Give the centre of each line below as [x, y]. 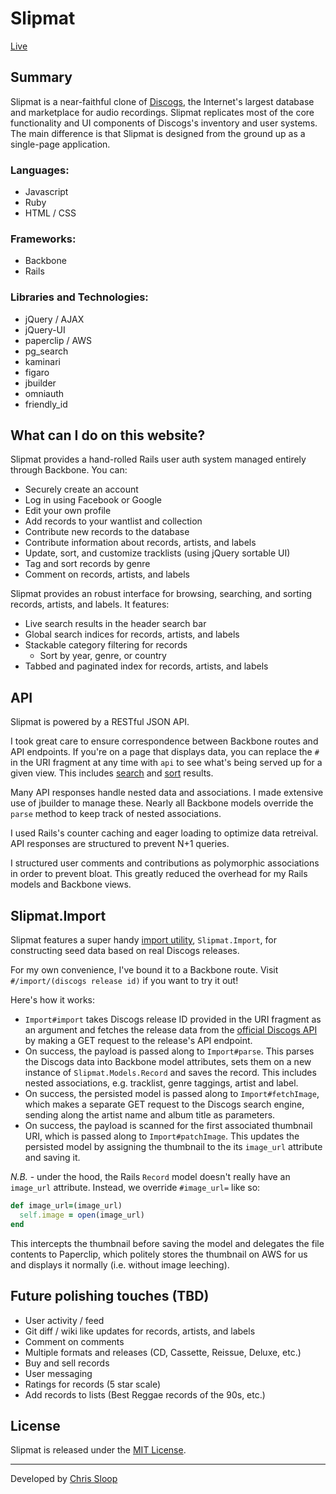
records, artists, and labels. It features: [90, 604]
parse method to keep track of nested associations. [116, 814]
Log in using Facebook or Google [93, 500]
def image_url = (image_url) [66, 1206]
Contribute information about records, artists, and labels [140, 543]
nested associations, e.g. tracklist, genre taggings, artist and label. [161, 1083]
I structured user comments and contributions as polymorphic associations [165, 863]
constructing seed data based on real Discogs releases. [125, 951]
